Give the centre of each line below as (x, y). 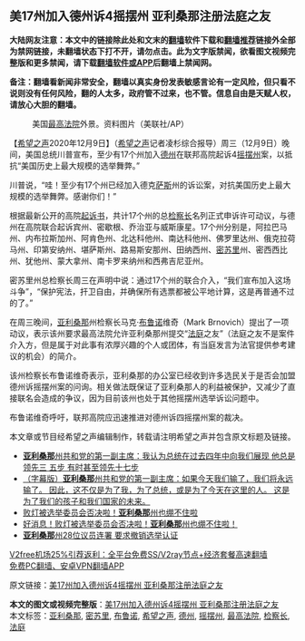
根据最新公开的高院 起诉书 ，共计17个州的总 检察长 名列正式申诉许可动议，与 (148, 215)
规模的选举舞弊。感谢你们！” (63, 196)
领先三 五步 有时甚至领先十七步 (80, 467)
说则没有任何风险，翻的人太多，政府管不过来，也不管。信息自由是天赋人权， (152, 92)
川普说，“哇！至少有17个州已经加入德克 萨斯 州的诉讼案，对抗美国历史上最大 (150, 185)
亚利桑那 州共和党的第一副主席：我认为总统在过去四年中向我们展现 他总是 (159, 455)
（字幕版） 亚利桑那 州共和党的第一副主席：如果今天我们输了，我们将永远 (157, 478)
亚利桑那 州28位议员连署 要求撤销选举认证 (100, 535)
